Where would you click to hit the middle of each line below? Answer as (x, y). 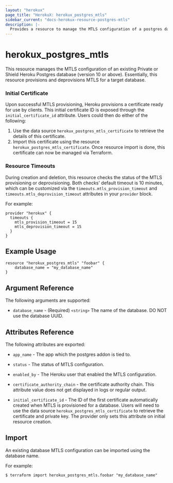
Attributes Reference (40, 332)
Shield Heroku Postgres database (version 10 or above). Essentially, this (81, 75)
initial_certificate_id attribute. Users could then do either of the (77, 115)
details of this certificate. (39, 136)
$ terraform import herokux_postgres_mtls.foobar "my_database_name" (82, 475)
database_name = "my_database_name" (54, 268)
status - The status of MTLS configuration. (58, 365)
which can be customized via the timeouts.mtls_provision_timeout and (81, 188)
